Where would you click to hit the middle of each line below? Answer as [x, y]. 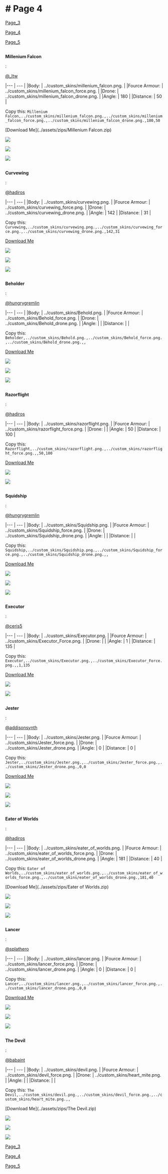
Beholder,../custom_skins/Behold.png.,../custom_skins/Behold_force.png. [84, 338]
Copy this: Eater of [25, 868]
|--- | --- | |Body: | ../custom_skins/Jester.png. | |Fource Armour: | [73, 737]
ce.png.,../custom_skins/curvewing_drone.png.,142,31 [63, 231]
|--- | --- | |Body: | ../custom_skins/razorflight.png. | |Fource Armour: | [78, 423]
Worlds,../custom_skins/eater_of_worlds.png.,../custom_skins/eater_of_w [84, 873]
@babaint [15, 1060]
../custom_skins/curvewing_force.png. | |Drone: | [56, 207]
